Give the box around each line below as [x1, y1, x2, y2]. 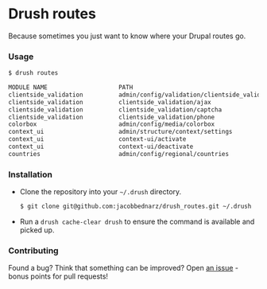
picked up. [19, 225, 55, 235]
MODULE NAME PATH [8, 84, 133, 92]
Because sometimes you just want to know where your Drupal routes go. [8, 31, 246, 41]
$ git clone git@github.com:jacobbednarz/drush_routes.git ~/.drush [19, 202, 252, 211]
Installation [8, 169, 53, 180]
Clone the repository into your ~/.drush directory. [19, 187, 182, 197]
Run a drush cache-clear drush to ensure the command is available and [19, 217, 255, 227]
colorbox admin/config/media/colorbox [8, 120, 215, 128]
